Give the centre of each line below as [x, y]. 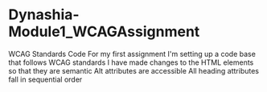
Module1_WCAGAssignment [104, 32]
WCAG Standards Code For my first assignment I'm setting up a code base [132, 54]
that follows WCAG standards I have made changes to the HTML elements [131, 62]
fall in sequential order [45, 79]
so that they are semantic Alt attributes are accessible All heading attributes [134, 70]
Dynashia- [44, 15]
